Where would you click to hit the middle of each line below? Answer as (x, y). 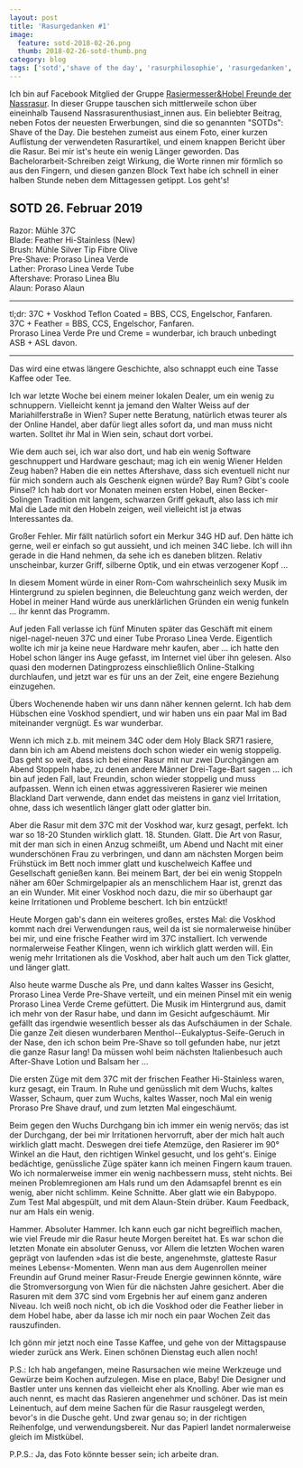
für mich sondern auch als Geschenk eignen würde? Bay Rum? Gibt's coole (149, 480)
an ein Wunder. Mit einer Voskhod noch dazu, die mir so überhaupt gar (141, 892)
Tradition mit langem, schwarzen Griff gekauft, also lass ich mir (161, 499)
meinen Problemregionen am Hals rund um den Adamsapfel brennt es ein (146, 1183)
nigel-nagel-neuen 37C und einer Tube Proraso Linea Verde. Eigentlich (141, 638)
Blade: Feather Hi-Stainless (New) (73, 239)
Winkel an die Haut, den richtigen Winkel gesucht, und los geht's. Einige (143, 1154)
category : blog (38, 60)
